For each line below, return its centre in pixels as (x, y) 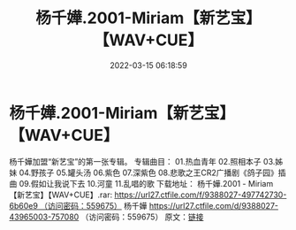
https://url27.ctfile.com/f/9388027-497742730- (201, 195)
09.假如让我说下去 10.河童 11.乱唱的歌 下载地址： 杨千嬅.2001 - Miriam (146, 183)
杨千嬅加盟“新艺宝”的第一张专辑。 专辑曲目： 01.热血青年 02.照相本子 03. (142, 161)
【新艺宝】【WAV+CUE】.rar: (61, 195)
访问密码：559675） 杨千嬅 (97, 205)
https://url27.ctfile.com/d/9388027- (214, 205)
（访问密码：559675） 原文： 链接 (142, 217)
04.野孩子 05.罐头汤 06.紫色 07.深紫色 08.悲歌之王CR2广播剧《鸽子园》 (148, 172)
